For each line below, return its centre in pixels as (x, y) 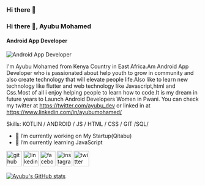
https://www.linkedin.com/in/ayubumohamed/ (64, 112)
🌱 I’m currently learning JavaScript (59, 142)
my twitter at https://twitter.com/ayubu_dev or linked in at (79, 106)
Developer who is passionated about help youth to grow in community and (100, 73)
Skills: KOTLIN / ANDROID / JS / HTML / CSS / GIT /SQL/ (77, 124)
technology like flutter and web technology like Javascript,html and (91, 86)
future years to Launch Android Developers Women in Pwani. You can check (102, 99)
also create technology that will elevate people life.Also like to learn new (97, 80)
